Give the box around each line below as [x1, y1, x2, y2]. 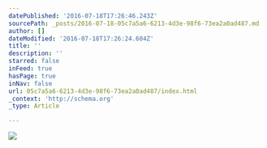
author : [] [8, 27, 45, 35]
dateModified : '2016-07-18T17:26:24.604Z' [8, 34, 154, 43]
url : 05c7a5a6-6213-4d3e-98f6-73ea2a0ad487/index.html [8, 87, 198, 95]
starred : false [8, 57, 60, 66]
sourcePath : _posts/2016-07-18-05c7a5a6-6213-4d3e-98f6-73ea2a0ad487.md [8, 19, 260, 27]
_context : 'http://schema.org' [8, 95, 114, 103]
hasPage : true [8, 72, 57, 80]
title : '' [8, 42, 42, 50]
